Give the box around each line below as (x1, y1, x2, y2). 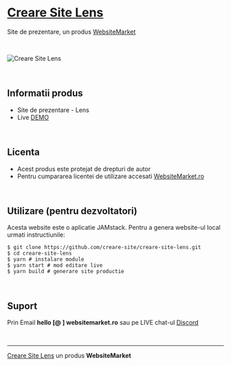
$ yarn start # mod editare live (7, 262, 103, 269)
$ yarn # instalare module (7, 256, 85, 263)
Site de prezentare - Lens (16, 105, 89, 114)
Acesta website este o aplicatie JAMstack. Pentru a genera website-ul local (7, 224, 221, 232)
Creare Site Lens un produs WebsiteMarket (7, 352, 132, 360)
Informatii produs (7, 87, 84, 99)
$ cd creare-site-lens (7, 250, 72, 257)
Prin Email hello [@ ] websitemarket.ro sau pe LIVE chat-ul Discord (7, 319, 199, 327)
